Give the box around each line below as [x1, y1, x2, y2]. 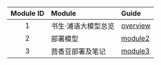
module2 [121, 34, 150, 43]
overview [121, 21, 151, 30]
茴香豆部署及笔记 [50, 47, 106, 56]
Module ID [10, 9, 44, 18]
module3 [121, 47, 150, 56]
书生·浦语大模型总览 [50, 22, 115, 30]
